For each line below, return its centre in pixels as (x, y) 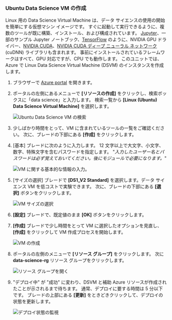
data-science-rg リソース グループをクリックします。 (70, 260)
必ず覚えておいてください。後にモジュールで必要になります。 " (101, 158)
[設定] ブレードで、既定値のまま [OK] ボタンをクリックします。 (80, 215)
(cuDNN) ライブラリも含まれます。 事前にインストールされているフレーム (83, 52)
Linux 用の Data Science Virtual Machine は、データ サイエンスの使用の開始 (85, 20)
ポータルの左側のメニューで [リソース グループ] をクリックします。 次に (88, 254)
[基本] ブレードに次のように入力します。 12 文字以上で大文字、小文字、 (88, 145)
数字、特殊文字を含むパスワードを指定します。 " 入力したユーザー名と (86, 152)
